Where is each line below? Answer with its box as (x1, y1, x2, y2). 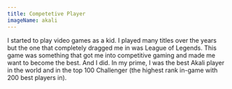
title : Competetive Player (7, 10, 86, 18)
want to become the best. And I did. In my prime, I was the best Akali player (7, 58, 225, 67)
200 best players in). (7, 73, 67, 81)
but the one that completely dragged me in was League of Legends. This (7, 43, 217, 52)
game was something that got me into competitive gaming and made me (7, 50, 216, 60)
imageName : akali (7, 17, 58, 24)
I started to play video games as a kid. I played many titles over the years (7, 36, 217, 44)
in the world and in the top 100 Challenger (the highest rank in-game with (7, 66, 218, 74)
